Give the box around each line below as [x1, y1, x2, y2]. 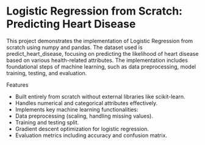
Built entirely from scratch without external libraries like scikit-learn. [15, 93, 185, 100]
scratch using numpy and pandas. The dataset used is [6, 44, 143, 51]
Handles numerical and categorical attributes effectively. [15, 99, 158, 107]
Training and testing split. [15, 118, 79, 126]
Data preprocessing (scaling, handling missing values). [15, 112, 154, 120]
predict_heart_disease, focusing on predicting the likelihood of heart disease [6, 50, 199, 57]
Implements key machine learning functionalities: [15, 106, 138, 113]
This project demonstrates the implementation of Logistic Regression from [6, 37, 193, 44]
